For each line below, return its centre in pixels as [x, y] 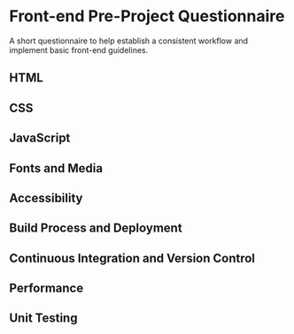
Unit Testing [43, 319]
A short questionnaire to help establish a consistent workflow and [129, 41]
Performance [46, 288]
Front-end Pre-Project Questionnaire [147, 16]
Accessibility [46, 197]
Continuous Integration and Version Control [132, 258]
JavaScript [40, 138]
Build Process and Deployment [96, 228]
